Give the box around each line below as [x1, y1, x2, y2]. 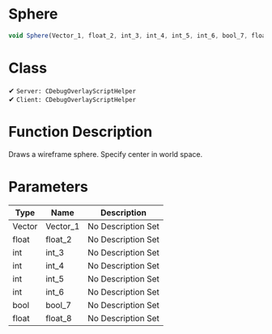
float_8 [45, 312, 72, 323]
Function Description [8, 122, 153, 141]
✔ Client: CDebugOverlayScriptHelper [8, 94, 136, 104]
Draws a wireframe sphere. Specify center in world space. [8, 149, 203, 159]
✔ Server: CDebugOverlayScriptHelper [8, 86, 136, 95]
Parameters [8, 177, 89, 196]
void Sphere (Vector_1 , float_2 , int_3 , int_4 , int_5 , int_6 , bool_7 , [8, 32, 249, 40]
